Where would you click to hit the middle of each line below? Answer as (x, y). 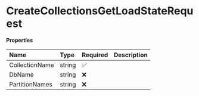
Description (131, 55)
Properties (20, 40)
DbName (21, 75)
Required (95, 55)
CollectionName (32, 65)
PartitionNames (31, 84)
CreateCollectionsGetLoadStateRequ (100, 11)
